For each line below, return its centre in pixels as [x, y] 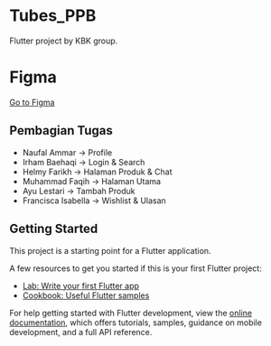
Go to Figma [32, 102]
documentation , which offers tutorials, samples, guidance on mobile [135, 323]
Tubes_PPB [53, 16]
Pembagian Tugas [61, 131]
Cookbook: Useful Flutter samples [86, 295]
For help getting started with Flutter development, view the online [131, 313]
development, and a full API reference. [81, 332]
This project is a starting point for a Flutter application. [110, 250]
